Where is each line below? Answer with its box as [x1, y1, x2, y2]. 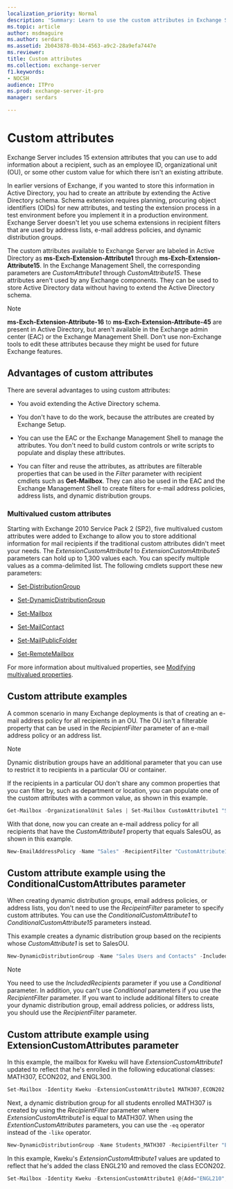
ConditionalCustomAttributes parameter [7, 878, 186, 889]
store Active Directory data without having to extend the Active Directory [7, 283, 215, 292]
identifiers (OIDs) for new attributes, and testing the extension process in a [7, 203, 221, 212]
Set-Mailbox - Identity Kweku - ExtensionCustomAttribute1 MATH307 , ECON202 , [7, 1086, 228, 1093]
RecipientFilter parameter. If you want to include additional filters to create [7, 994, 219, 1002]
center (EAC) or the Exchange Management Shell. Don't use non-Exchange [7, 332, 222, 341]
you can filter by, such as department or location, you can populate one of [7, 786, 219, 794]
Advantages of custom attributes [7, 368, 154, 379]
